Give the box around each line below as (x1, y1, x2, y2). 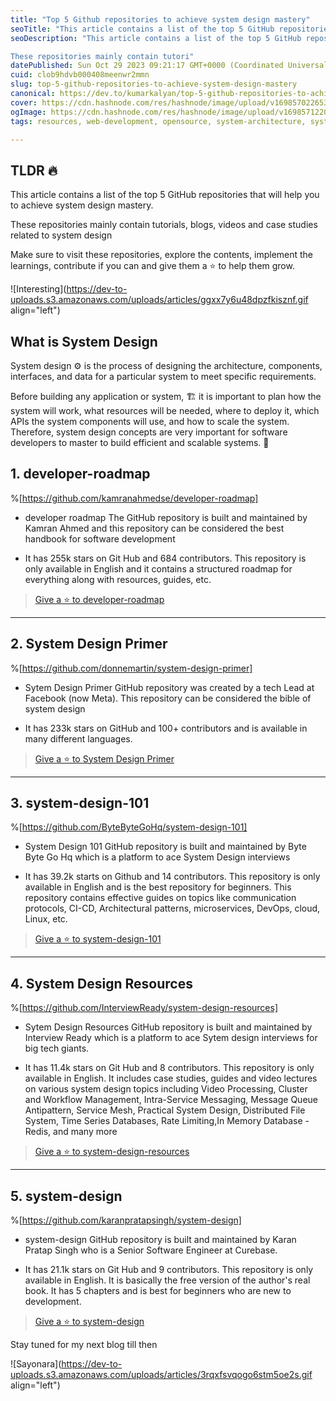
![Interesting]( (10, 283, 67, 295)
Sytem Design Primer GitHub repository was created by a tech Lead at (24, 681, 315, 693)
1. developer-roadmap (10, 466, 151, 483)
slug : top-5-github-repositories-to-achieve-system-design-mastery (10, 79, 298, 90)
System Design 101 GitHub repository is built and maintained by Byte (24, 841, 307, 853)
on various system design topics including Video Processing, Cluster (24, 1083, 308, 1095)
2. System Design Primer (10, 636, 168, 653)
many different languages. (24, 732, 133, 745)
